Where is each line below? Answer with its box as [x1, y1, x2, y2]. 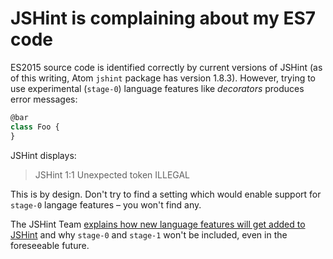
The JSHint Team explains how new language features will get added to [10, 218, 306, 230]
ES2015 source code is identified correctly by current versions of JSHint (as [10, 61, 323, 73]
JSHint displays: [10, 149, 77, 161]
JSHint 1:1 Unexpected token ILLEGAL [34, 168, 191, 181]
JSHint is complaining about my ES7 [10, 7, 317, 30]
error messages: [10, 93, 78, 105]
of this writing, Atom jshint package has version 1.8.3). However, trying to [10, 72, 317, 84]
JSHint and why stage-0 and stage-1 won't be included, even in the [10, 228, 288, 241]
